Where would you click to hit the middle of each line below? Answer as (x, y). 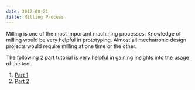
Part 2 (22, 81)
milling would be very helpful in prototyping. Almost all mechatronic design (96, 40)
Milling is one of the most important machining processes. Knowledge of (94, 33)
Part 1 (21, 75)
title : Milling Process (35, 17)
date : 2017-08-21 (27, 11)
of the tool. (19, 63)
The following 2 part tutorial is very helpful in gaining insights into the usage (97, 57)
